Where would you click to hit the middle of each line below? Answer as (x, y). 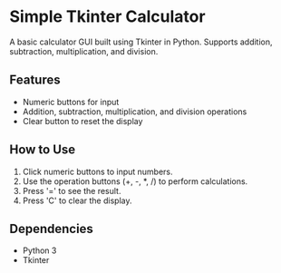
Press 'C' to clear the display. (77, 200)
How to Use (43, 150)
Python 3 (39, 250)
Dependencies (51, 229)
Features (35, 80)
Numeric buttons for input (71, 102)
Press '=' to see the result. (72, 190)
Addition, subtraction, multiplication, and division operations (135, 112)
